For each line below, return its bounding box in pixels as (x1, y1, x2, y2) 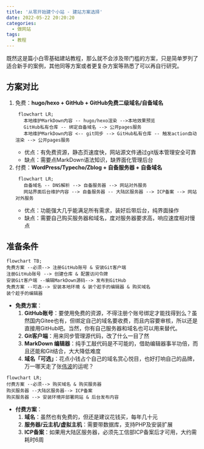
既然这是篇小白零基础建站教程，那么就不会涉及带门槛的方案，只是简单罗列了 (6, 55, 199, 61)
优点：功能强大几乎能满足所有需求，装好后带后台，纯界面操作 (24, 206, 180, 214)
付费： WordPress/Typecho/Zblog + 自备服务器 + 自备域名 (15, 164, 163, 171)
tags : (6, 32, 20, 38)
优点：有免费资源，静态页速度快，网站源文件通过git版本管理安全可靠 (24, 148, 197, 156)
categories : (6, 20, 37, 26)
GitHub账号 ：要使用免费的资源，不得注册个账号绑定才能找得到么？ (24, 309, 192, 316)
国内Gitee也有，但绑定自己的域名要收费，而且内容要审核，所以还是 (29, 317, 198, 324)
